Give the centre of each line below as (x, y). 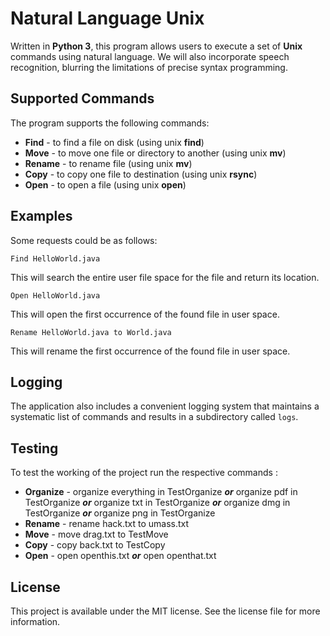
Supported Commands (82, 98)
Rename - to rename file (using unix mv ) (108, 163)
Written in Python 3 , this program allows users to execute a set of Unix (156, 46)
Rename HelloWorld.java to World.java (91, 332)
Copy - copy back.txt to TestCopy (95, 545)
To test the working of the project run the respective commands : (144, 473)
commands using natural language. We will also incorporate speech (150, 56)
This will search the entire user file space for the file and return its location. (165, 277)
